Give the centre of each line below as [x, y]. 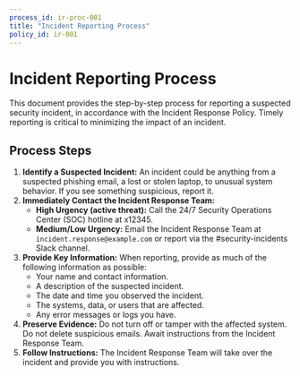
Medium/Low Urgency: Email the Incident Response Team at [148, 229]
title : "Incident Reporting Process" [80, 26]
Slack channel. [63, 248]
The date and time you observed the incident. [120, 295]
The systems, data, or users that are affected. [120, 305]
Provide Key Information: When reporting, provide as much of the [144, 258]
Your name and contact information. [102, 277]
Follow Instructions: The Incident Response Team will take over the [147, 353]
